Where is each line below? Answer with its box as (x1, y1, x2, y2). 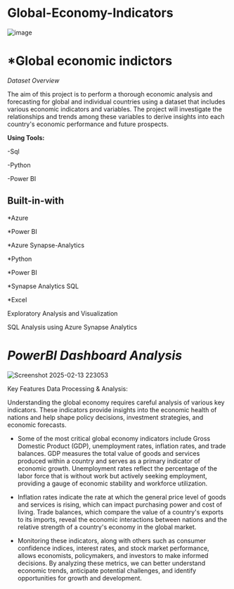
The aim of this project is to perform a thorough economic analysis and (7, 89, 213, 98)
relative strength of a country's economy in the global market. (17, 523, 197, 531)
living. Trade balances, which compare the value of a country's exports (17, 507, 223, 516)
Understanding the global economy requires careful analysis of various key (7, 398, 225, 407)
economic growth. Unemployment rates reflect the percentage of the (17, 464, 218, 473)
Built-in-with (7, 195, 65, 207)
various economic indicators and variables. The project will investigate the (7, 104, 223, 113)
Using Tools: (7, 133, 45, 142)
